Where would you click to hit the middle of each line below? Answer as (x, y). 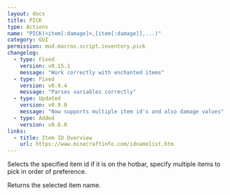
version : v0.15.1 (45, 66)
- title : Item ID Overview (53, 137)
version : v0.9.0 (44, 105)
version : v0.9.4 (44, 86)
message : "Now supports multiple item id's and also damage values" (122, 112)
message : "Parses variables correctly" (78, 92)
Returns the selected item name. (54, 185)
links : (17, 131)
